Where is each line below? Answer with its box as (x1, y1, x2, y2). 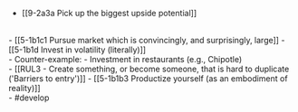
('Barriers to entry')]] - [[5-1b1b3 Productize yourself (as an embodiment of (8, 73, 288, 84)
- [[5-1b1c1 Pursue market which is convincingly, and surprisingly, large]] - (8, 35, 285, 45)
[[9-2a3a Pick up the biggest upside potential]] (21, 8, 197, 18)
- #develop (8, 92, 50, 103)
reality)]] (8, 83, 42, 93)
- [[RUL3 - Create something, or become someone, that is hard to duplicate (8, 63, 290, 74)
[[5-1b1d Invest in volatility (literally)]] (8, 44, 147, 55)
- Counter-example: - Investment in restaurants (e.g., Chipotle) (8, 54, 242, 64)
